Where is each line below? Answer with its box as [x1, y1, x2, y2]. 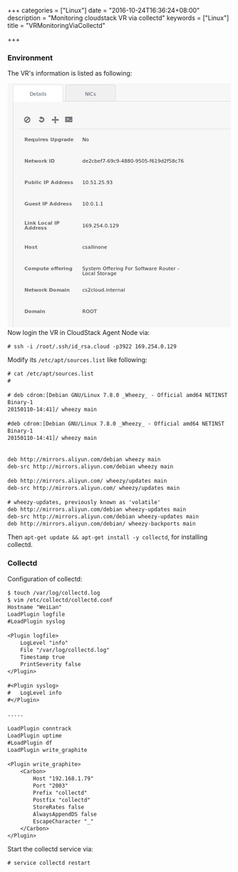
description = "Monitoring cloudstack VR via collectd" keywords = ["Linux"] [7, 14, 229, 22]
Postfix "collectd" [33, 796, 91, 803]
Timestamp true [20, 653, 66, 661]
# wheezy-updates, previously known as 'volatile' [7, 499, 161, 506]
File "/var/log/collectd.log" [20, 646, 110, 653]
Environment [7, 53, 53, 63]
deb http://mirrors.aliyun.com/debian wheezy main [7, 456, 161, 463]
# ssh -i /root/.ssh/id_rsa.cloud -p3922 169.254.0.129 [7, 343, 177, 351]
